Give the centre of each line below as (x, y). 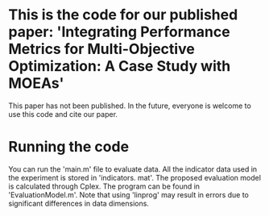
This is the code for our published (123, 15)
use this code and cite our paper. (63, 114)
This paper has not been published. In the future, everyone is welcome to (130, 106)
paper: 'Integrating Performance (120, 32)
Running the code (69, 147)
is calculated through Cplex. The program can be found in (104, 186)
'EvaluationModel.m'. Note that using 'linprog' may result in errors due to (129, 194)
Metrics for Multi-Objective (101, 49)
